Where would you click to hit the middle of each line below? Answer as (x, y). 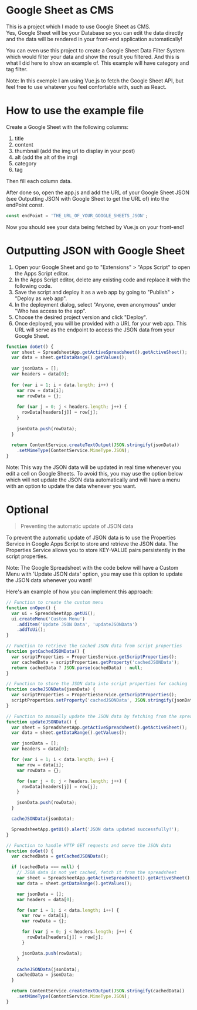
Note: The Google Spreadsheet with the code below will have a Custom (92, 568)
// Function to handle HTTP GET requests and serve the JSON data (89, 845)
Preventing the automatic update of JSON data (77, 526)
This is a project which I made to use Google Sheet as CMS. (78, 26)
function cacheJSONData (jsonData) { (51, 689)
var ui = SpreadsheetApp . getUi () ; (53, 613)
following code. (33, 285)
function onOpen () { (31, 608)
